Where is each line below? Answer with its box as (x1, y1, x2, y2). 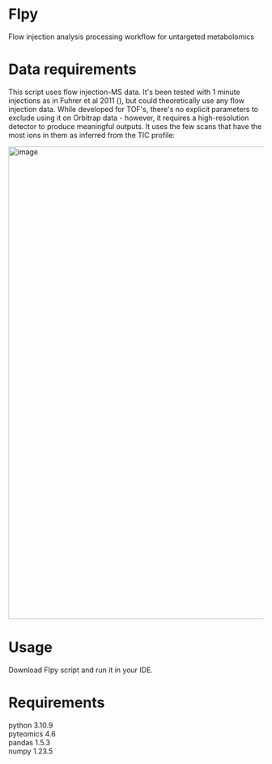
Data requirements (8, 60, 137, 79)
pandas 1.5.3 (8, 737, 51, 747)
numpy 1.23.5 (8, 746, 53, 756)
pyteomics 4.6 (8, 728, 57, 739)
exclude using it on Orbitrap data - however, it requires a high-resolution (8, 113, 249, 123)
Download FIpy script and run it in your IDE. (8, 665, 154, 675)
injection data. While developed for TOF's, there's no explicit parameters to (8, 104, 259, 114)
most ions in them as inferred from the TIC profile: (8, 130, 176, 140)
